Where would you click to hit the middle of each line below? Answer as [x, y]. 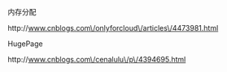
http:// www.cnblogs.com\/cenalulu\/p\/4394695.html [97, 59]
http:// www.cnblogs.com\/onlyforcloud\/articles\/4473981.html [113, 28]
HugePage [25, 44]
